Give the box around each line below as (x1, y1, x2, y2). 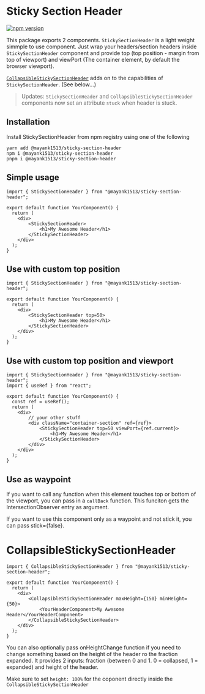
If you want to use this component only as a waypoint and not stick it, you (6, 515, 192, 523)
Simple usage (6, 173, 59, 183)
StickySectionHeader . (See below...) (6, 81, 97, 88)
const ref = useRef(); (12, 399, 70, 405)
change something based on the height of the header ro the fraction (6, 650, 178, 657)
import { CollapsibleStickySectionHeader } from (6, 563, 133, 570)
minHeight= (159, 595, 188, 602)
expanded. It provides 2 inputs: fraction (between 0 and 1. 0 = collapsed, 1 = (6, 657, 198, 664)
